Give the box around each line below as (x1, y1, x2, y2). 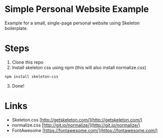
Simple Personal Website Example (4, 3, 149, 15)
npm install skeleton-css (4, 74, 58, 79)
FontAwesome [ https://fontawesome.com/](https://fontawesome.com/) (11, 127, 158, 133)
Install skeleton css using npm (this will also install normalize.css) (11, 64, 147, 70)
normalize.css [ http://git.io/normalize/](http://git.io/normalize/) (11, 122, 141, 128)
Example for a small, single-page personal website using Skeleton (4, 20, 140, 26)
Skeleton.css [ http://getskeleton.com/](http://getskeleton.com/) (11, 117, 143, 123)
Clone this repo (11, 59, 43, 65)
